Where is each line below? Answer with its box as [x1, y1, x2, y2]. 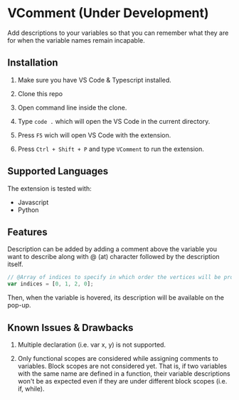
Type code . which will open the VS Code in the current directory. [17, 117, 211, 125]
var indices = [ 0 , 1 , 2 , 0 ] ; [7, 280, 94, 288]
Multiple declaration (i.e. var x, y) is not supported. [17, 340, 166, 349]
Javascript [17, 198, 49, 206]
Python [17, 205, 39, 214]
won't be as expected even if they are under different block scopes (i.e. [17, 377, 228, 385]
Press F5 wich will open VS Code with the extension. [17, 130, 171, 140]
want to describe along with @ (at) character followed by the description [7, 253, 220, 261]
